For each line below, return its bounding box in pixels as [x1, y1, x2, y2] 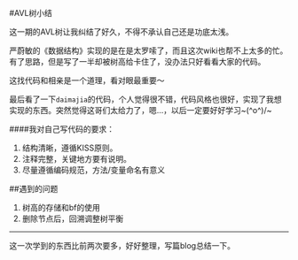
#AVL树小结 [9, 8, 53, 18]
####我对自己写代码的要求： [9, 124, 115, 134]
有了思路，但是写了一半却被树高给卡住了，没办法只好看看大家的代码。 [9, 57, 266, 66]
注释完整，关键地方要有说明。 [21, 154, 131, 164]
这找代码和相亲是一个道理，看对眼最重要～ [9, 75, 165, 86]
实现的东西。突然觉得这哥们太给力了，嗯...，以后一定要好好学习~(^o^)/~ [9, 105, 272, 115]
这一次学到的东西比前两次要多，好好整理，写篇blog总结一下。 [9, 241, 235, 250]
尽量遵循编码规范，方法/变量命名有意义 [21, 164, 166, 175]
